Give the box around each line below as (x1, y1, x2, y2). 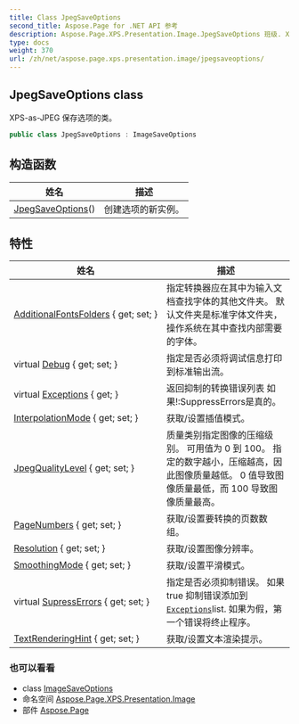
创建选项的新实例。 (103, 202, 185, 215)
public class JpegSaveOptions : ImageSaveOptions (9, 130, 198, 139)
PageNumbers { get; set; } (13, 519, 122, 531)
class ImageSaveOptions (21, 683, 114, 694)
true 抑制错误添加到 (166, 589, 248, 602)
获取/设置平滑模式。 (166, 559, 251, 572)
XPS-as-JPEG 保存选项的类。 (9, 112, 117, 123)
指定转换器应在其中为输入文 (166, 282, 283, 294)
